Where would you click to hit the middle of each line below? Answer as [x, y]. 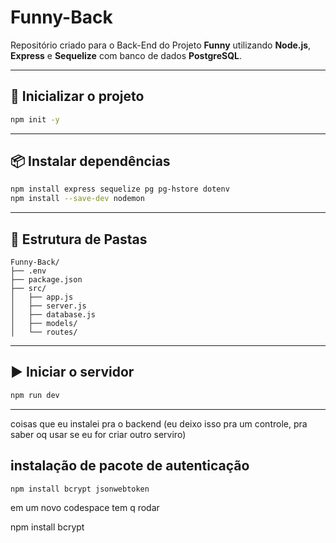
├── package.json [46, 280]
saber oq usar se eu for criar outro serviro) [98, 434]
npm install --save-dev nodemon [77, 199]
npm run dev [35, 395]
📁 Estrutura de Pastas [79, 239]
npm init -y [35, 119]
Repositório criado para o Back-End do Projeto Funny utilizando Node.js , [161, 45]
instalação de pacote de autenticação [130, 466]
